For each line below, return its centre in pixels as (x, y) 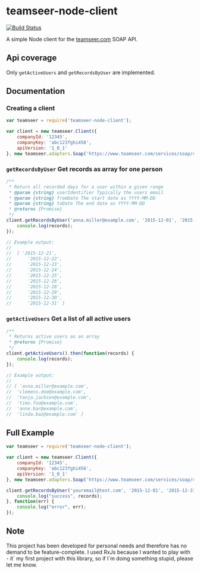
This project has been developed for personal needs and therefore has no (97, 545)
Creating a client (31, 108)
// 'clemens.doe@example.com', (46, 392)
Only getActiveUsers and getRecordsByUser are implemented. (81, 72)
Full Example (30, 433)
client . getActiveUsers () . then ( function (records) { (70, 353)
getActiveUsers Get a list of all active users (68, 319)
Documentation (36, 91)
